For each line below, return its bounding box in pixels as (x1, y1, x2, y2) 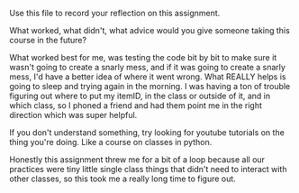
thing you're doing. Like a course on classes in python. (9, 137, 213, 147)
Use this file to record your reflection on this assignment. (9, 8, 221, 18)
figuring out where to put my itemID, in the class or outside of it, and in (9, 90, 271, 101)
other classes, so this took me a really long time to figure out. (9, 173, 236, 184)
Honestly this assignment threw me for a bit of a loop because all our (9, 154, 266, 165)
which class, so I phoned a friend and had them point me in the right (9, 100, 263, 111)
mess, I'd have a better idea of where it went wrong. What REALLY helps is (9, 71, 286, 82)
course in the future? (9, 35, 87, 45)
